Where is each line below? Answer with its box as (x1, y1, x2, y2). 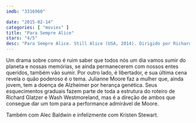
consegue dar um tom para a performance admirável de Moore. (6, 100, 159, 107)
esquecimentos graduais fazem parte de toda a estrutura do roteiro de (6, 88, 176, 94)
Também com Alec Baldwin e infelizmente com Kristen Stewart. (6, 111, 159, 118)
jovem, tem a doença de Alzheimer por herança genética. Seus (6, 82, 157, 88)
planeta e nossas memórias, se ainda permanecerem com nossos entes (6, 63, 179, 70)
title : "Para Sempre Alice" (6, 30, 75, 36)
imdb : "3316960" (6, 8, 45, 15)
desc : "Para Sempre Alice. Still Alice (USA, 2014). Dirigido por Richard (6, 41, 192, 47)
